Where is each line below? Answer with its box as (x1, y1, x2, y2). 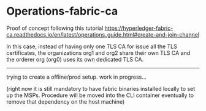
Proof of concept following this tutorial (6, 24, 104, 32)
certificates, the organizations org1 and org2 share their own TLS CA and (6, 49, 191, 56)
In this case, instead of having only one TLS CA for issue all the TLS (6, 43, 178, 50)
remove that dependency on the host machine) (6, 98, 125, 105)
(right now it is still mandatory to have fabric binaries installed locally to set (6, 85, 196, 92)
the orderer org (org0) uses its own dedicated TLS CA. (6, 56, 144, 63)
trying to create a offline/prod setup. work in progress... (6, 73, 147, 81)
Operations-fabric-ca (6, 4, 118, 18)
